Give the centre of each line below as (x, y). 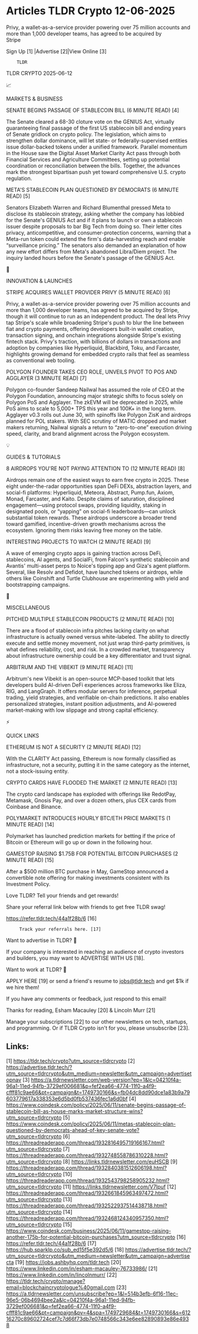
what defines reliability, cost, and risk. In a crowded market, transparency (95, 649)
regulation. (19, 178)
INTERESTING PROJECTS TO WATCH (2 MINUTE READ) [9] (79, 541)
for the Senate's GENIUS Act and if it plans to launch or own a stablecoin (94, 220)
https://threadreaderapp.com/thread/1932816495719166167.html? (85, 1142)
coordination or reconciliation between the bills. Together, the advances (93, 165)
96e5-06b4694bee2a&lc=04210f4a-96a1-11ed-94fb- (71, 1300)
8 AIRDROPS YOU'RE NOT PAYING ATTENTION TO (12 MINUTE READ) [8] (95, 468)
